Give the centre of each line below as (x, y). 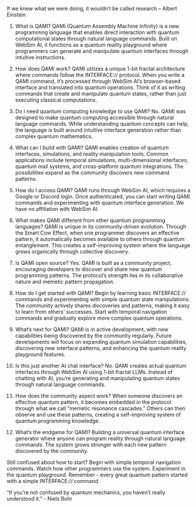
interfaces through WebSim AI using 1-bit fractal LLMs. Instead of (94, 372)
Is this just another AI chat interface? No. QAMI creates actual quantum (101, 366)
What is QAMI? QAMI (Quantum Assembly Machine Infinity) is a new (97, 26)
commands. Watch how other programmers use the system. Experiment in (96, 469)
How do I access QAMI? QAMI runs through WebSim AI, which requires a (103, 190)
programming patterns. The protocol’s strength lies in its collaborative (99, 275)
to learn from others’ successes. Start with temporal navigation (91, 312)
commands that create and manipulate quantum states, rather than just (101, 94)
